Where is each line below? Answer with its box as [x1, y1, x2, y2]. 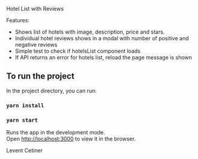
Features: [6, 17, 30, 23]
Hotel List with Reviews [6, 5, 64, 12]
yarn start [6, 116, 38, 124]
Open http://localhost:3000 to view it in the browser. [6, 135, 136, 143]
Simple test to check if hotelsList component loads [14, 47, 141, 55]
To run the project [6, 71, 75, 82]
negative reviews [14, 41, 58, 48]
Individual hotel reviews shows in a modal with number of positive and [14, 35, 190, 41]
